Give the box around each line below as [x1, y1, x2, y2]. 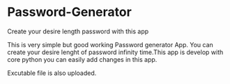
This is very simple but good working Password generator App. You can [7, 40, 214, 49]
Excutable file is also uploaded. [7, 69, 97, 77]
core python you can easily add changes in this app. [7, 55, 158, 63]
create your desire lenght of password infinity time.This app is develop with [7, 48, 224, 56]
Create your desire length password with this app [7, 27, 149, 35]
